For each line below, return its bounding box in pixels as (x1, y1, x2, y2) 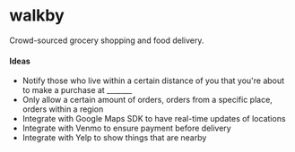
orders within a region (22, 104, 104, 114)
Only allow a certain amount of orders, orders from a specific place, (22, 95, 273, 106)
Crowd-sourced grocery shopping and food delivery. (9, 35, 204, 46)
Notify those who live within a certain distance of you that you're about (22, 75, 285, 86)
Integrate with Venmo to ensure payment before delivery (22, 122, 231, 134)
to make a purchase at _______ (22, 85, 133, 96)
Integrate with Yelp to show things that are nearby (22, 132, 207, 143)
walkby (9, 5, 65, 26)
